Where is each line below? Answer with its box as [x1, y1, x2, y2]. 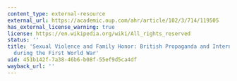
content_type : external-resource [7, 10, 106, 18]
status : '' [7, 37, 39, 44]
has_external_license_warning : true [7, 23, 115, 30]
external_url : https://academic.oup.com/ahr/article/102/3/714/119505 [7, 17, 219, 24]
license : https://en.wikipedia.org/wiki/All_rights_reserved [7, 30, 191, 37]
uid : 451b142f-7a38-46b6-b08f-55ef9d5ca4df [7, 56, 138, 63]
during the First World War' [13, 50, 99, 57]
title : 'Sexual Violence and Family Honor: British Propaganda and [7, 43, 210, 50]
